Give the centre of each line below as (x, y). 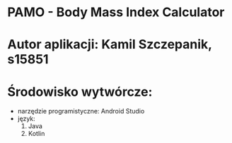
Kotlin (36, 134)
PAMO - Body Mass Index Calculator (116, 12)
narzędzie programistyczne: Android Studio (81, 111)
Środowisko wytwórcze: (80, 92)
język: (26, 119)
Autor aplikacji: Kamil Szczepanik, (110, 45)
